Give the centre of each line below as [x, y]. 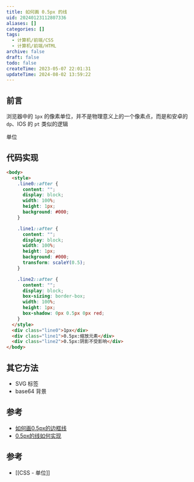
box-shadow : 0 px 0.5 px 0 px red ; [63, 313]
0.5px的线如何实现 [38, 436]
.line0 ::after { [38, 183]
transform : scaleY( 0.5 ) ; [54, 263]
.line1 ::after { [38, 229]
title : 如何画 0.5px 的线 [37, 12]
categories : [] [26, 29]
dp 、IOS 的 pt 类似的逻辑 [37, 124]
